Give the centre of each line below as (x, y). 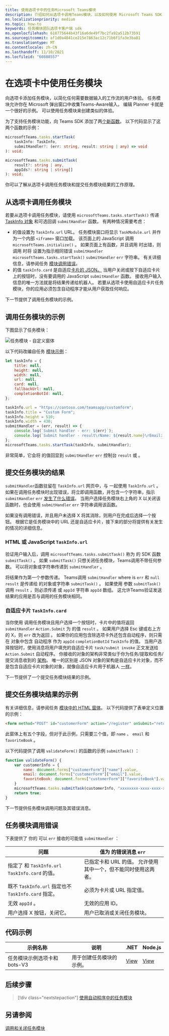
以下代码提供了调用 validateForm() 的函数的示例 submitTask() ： (72, 750)
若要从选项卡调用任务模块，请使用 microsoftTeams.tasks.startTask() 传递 (82, 215)
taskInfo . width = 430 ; (29, 422)
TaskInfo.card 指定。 (33, 894)
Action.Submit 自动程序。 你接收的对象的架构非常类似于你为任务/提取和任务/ (84, 654)
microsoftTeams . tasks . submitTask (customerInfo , (65, 789)
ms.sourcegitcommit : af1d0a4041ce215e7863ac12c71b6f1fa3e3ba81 (73, 38)
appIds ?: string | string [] (44, 170)
